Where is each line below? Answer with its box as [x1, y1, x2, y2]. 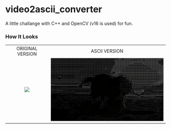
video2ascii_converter [5, 4, 103, 15]
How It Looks [5, 33, 38, 40]
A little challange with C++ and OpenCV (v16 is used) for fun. [5, 20, 133, 26]
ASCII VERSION [91, 48, 124, 54]
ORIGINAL [16, 45, 38, 51]
